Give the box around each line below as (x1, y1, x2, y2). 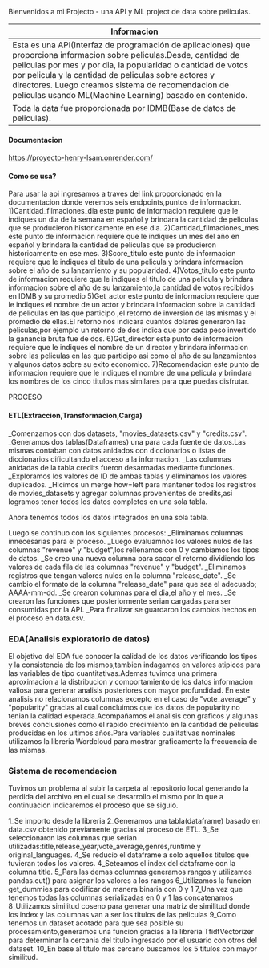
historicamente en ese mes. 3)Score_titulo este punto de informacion (8, 249, 236, 258)
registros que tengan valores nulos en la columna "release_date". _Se (8, 570, 236, 580)
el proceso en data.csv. (8, 613, 86, 623)
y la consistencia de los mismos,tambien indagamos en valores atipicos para (8, 660, 261, 669)
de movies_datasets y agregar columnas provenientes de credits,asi (8, 488, 233, 498)
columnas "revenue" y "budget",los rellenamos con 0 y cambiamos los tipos (8, 545, 259, 555)
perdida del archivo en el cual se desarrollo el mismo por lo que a (8, 792, 224, 802)
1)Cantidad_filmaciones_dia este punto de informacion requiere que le (8, 206, 239, 216)
